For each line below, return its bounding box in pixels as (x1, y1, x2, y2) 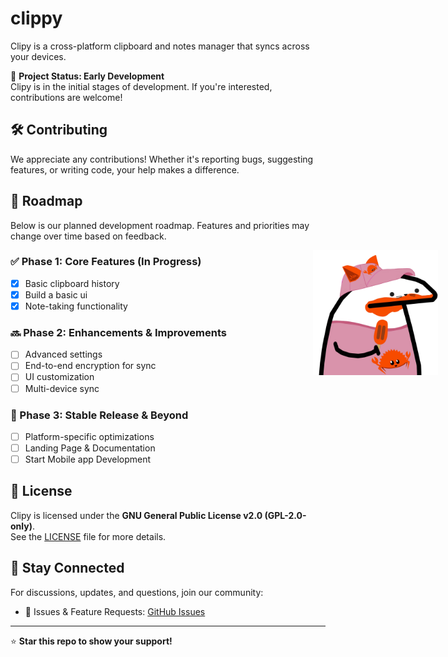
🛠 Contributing (10, 122, 108, 139)
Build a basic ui (24, 288, 88, 301)
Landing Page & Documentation (24, 442, 156, 454)
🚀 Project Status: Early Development (10, 70, 165, 82)
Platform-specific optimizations (24, 430, 155, 442)
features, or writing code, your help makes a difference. (10, 163, 240, 176)
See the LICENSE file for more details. (10, 530, 167, 542)
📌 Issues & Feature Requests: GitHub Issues (24, 605, 206, 617)
